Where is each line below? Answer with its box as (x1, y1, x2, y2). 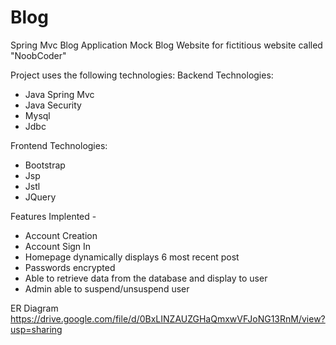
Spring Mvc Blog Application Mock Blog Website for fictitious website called (10, 39, 323, 51)
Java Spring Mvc (24, 88, 95, 100)
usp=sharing (10, 323, 63, 335)
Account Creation (24, 229, 98, 241)
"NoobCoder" (10, 49, 67, 61)
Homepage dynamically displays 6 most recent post (24, 251, 240, 263)
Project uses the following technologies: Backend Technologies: (10, 69, 274, 81)
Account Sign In (24, 240, 92, 252)
